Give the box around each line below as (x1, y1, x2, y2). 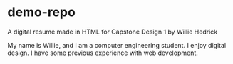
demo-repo (7, 4, 76, 20)
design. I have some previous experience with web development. (7, 49, 198, 57)
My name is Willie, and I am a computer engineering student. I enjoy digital (7, 41, 227, 49)
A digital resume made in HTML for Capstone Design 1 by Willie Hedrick (7, 27, 218, 36)
